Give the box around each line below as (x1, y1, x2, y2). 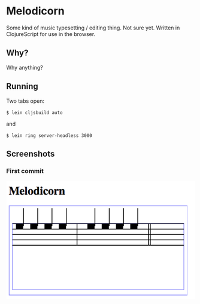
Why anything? (6, 64, 43, 71)
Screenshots (6, 148, 55, 159)
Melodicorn (6, 4, 65, 18)
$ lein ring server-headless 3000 (6, 132, 93, 139)
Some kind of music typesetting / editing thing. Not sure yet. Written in (6, 24, 180, 31)
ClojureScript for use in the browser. (6, 30, 96, 37)
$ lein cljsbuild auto (6, 109, 63, 115)
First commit (6, 166, 44, 175)
